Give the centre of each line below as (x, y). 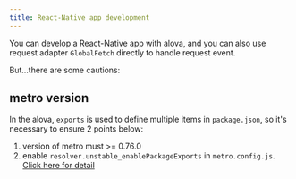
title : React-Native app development (80, 17)
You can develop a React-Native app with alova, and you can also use (138, 43)
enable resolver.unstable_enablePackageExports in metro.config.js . (148, 156)
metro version (49, 98)
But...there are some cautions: (65, 70)
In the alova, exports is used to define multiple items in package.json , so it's (148, 119)
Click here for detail (59, 166)
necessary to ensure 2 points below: (76, 129)
